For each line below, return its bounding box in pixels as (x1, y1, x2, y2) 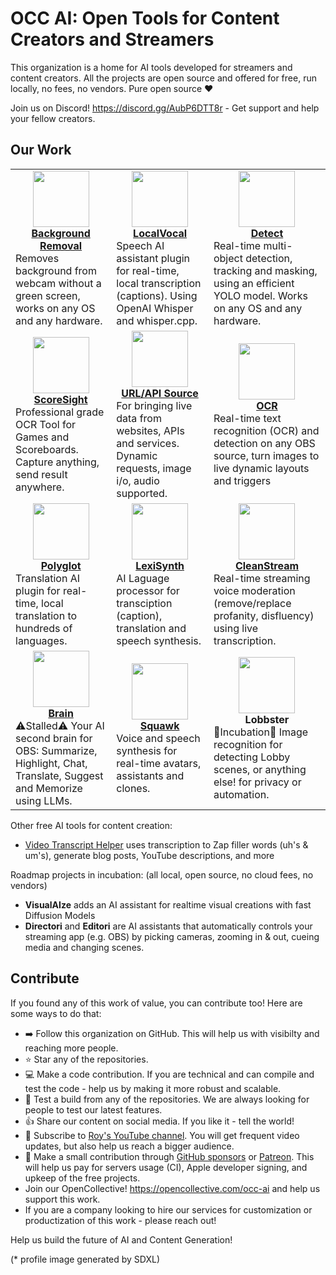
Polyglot (40, 558, 82, 572)
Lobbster (244, 712, 290, 726)
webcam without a (15, 276, 102, 290)
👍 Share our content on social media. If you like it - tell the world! (24, 1115, 295, 1127)
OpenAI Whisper (116, 301, 194, 315)
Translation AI (15, 571, 80, 585)
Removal (39, 238, 83, 252)
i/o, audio (116, 473, 160, 487)
